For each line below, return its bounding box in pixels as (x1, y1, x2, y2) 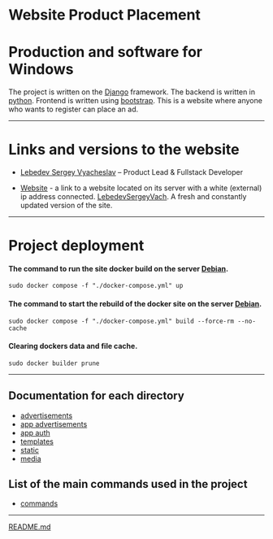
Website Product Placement (8, 6, 201, 24)
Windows (8, 60, 74, 79)
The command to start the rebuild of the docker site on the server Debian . (8, 299, 262, 309)
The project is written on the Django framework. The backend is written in (8, 87, 256, 97)
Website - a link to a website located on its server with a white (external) (19, 183, 262, 193)
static (19, 445, 39, 454)
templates (19, 437, 54, 446)
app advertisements (19, 419, 88, 428)
